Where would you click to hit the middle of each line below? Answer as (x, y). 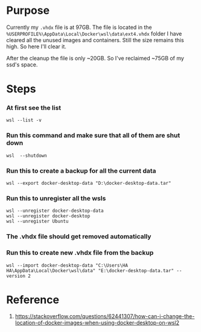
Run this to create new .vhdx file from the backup (80, 253)
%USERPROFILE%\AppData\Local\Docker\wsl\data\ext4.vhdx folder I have (94, 33)
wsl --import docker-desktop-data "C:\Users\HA (67, 265)
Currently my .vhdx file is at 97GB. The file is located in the (79, 27)
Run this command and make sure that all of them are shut (93, 135)
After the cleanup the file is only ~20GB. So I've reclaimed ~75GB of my (95, 58)
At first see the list (34, 108)
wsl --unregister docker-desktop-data (55, 211)
